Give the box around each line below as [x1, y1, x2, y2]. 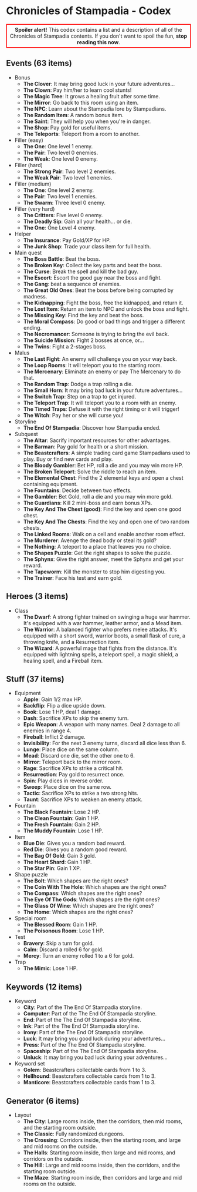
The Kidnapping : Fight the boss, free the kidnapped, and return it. [23, 299, 184, 306]
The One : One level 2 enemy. [23, 187, 94, 194]
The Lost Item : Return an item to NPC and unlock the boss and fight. [23, 305, 189, 313]
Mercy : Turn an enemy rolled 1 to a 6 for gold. [23, 952, 134, 959]
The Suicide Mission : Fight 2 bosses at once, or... [23, 337, 144, 344]
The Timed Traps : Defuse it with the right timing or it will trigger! [23, 405, 179, 413]
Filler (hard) [14, 161, 43, 168]
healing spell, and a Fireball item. [23, 657, 103, 664]
